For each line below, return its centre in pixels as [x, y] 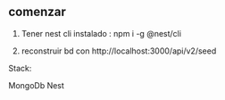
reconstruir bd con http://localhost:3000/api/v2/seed [119, 51]
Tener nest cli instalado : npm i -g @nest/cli [101, 33]
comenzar [37, 12]
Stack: [20, 68]
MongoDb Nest [36, 85]
